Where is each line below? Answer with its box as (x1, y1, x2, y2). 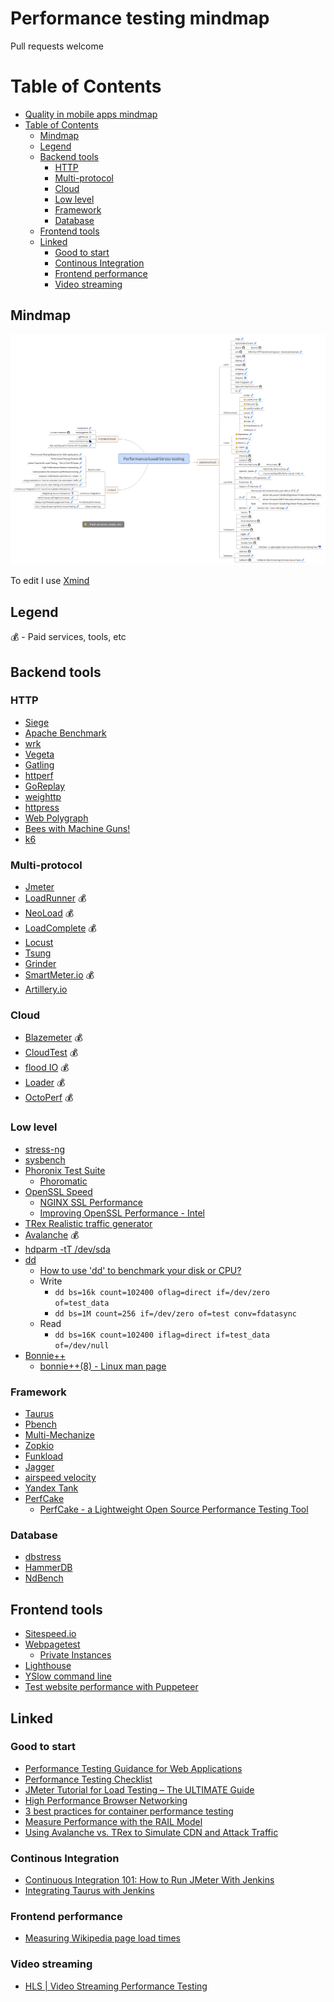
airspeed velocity (24, 1472, 97, 1484)
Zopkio (24, 1440, 55, 1452)
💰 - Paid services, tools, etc (10, 631, 127, 643)
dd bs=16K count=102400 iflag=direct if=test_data (54, 1330, 271, 1340)
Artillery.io (24, 983, 68, 996)
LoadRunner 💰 (24, 892, 87, 904)
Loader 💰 (24, 1077, 66, 1089)
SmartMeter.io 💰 (24, 969, 95, 981)
